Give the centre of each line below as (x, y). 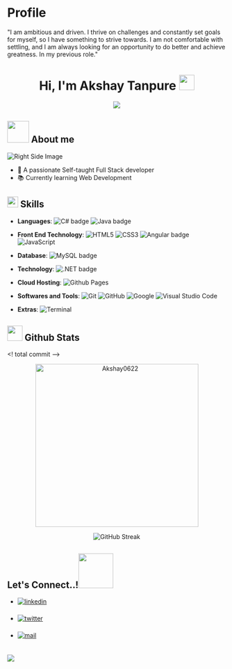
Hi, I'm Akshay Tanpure (108, 86)
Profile (27, 13)
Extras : (28, 309)
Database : (32, 255)
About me (53, 139)
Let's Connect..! (43, 585)
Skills (32, 204)
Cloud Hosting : (39, 282)
